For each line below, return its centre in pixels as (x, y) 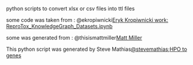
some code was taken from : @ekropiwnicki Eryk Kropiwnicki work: (87, 20)
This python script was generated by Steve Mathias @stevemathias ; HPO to (97, 49)
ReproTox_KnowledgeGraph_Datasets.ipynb (60, 26)
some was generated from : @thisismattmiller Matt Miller (74, 38)
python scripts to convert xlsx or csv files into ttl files (71, 9)
